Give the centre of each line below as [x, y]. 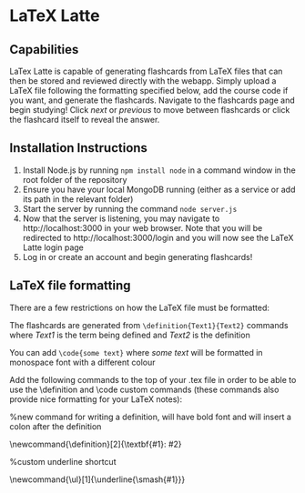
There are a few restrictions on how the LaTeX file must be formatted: [140, 307]
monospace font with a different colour [83, 362]
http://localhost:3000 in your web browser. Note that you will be [142, 227]
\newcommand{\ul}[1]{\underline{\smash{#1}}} [97, 479]
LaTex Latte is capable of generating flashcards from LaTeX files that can [146, 71]
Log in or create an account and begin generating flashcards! [137, 257]
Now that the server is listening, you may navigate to [121, 218]
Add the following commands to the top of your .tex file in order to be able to [153, 379]
